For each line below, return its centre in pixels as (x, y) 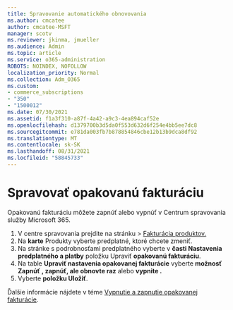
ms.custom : (23, 86)
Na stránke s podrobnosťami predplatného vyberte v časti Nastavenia (120, 248)
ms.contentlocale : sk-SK (44, 145)
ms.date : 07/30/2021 (38, 112)
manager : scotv (30, 33)
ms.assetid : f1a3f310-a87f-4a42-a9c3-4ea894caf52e (83, 118)
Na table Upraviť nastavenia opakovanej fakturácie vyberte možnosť (120, 263)
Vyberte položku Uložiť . (53, 278)
